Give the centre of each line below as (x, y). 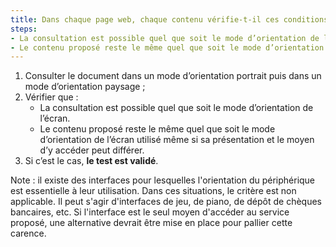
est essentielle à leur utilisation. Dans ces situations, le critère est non (153, 191)
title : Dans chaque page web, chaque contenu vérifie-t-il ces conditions (169, 19)
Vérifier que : (51, 97)
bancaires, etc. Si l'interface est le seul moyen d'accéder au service (150, 212)
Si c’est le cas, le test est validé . (91, 161)
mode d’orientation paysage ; (85, 87)
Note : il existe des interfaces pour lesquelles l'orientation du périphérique (163, 180)
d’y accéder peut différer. (92, 150)
